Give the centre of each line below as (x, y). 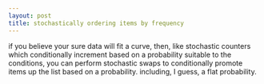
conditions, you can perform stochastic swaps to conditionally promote (126, 63)
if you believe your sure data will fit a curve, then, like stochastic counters (130, 46)
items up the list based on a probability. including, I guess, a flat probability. (133, 71)
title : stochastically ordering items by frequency (96, 23)
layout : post (30, 16)
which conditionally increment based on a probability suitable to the (120, 54)
